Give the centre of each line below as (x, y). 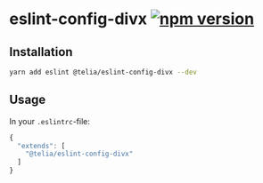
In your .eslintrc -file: (50, 121)
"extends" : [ (41, 146)
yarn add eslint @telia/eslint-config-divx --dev (103, 72)
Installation (41, 52)
